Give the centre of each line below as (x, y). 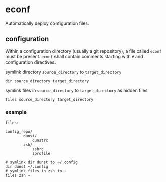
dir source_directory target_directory (47, 81)
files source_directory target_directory (49, 99)
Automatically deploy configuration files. (47, 23)
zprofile (41, 154)
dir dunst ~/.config (27, 167)
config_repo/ (19, 132)
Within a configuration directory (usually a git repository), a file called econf (84, 51)
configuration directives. (31, 62)
